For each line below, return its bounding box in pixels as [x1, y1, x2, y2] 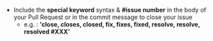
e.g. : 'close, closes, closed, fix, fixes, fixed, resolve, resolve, [23, 20, 200, 28]
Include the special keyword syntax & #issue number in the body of [13, 6, 207, 14]
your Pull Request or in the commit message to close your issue [13, 13, 193, 21]
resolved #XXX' [23, 27, 70, 36]
